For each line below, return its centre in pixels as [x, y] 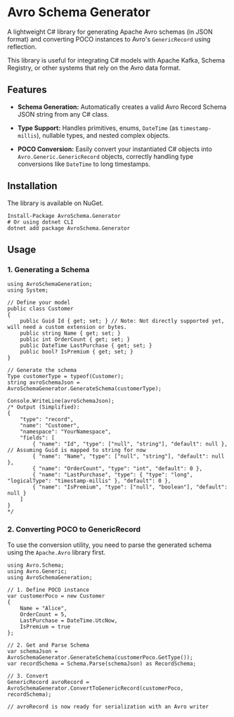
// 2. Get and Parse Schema [48, 645]
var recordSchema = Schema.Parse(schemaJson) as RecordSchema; [102, 664]
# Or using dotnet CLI [40, 222]
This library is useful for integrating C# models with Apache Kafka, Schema [116, 60]
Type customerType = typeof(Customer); [66, 377]
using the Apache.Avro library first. [57, 552]
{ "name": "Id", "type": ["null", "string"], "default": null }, [130, 444]
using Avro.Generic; [38, 571]
